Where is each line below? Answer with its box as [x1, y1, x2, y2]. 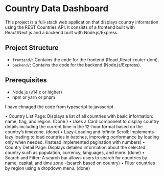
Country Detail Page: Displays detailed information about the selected [5, 144, 146, 150]
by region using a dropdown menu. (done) [5, 165, 90, 171]
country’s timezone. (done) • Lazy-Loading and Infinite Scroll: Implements [5, 129, 154, 134]
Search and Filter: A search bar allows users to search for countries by [5, 154, 148, 160]
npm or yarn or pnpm [12, 94, 55, 100]
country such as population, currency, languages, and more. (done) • [5, 150, 145, 155]
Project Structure [5, 44, 59, 52]
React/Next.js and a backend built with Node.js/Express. [5, 29, 118, 35]
